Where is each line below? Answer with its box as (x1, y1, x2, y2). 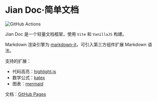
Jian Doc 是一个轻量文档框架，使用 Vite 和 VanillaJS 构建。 (5, 31, 127, 37)
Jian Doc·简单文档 (5, 4, 79, 16)
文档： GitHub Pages (5, 91, 46, 97)
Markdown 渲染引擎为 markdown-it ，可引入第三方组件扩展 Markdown (5, 41, 147, 47)
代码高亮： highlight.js (12, 68, 57, 74)
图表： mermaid (12, 80, 43, 86)
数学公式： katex (12, 75, 45, 80)
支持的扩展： (5, 58, 31, 64)
